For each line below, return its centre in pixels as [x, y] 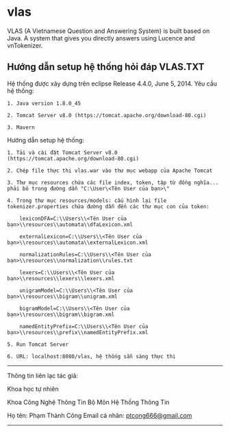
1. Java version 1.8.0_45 [44, 103]
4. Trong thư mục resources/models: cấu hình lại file [87, 200]
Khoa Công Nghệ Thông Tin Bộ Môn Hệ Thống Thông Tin [88, 402]
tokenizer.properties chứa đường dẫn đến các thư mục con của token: [108, 206]
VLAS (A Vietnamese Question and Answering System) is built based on [108, 31]
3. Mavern [21, 127]
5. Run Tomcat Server [38, 344]
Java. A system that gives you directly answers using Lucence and [101, 38]
